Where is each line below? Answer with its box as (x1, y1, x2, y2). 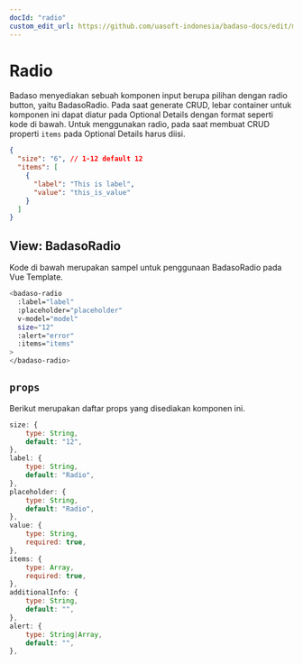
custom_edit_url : (9, 22, 75, 31)
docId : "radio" (9, 13, 67, 23)
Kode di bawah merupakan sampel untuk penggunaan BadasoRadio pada (9, 263, 282, 273)
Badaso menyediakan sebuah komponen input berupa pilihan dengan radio (9, 90, 289, 101)
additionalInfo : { (9, 588, 78, 597)
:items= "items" (17, 339, 75, 348)
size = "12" (17, 322, 54, 332)
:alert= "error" (17, 331, 75, 340)
